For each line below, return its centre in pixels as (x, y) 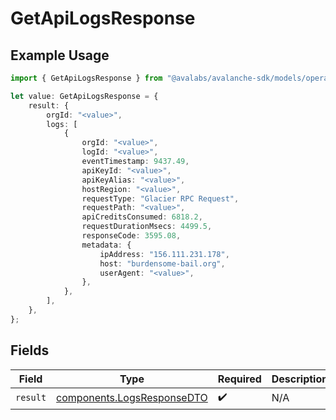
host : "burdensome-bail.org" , (162, 263)
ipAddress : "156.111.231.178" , (164, 254)
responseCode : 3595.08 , (131, 236)
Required (239, 379)
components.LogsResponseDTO (132, 398)
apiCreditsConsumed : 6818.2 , (142, 217)
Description (300, 379)
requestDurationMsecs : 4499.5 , (147, 227)
